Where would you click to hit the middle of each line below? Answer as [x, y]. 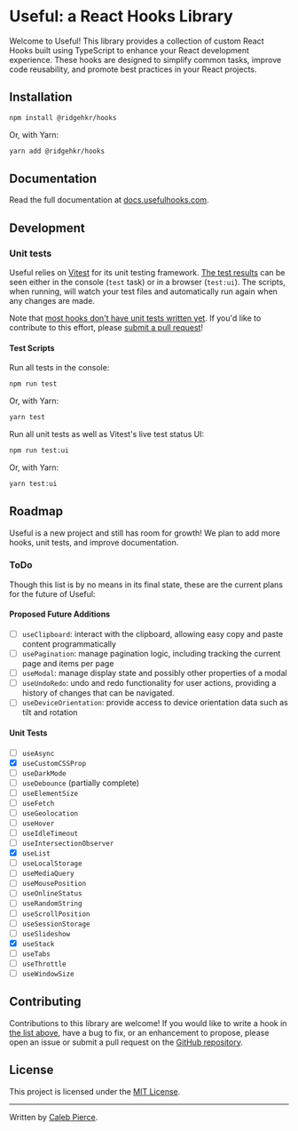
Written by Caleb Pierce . [54, 1117]
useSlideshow [46, 934]
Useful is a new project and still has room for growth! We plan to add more [145, 533]
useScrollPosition [56, 914]
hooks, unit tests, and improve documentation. [94, 542]
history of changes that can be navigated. [98, 693]
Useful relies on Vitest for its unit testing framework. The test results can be [147, 272]
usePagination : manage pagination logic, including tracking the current [151, 654]
